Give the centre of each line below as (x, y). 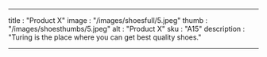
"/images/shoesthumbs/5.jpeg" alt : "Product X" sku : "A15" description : (127, 29)
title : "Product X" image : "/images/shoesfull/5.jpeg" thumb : (108, 20)
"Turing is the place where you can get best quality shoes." (105, 37)
